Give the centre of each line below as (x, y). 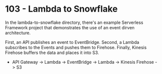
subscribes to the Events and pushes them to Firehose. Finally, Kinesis (76, 47)
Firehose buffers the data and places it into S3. (52, 53)
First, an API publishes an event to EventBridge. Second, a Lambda (72, 42)
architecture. (18, 33)
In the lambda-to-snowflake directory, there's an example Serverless (74, 22)
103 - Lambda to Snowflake (61, 9)
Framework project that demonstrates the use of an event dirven (70, 27)
